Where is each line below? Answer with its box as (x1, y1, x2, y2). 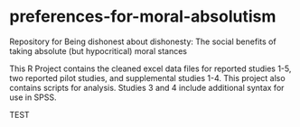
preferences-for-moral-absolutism (9, 6, 277, 27)
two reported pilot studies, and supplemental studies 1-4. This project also (9, 72, 286, 83)
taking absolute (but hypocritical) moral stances (9, 45, 188, 56)
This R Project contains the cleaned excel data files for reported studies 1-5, (9, 63, 292, 74)
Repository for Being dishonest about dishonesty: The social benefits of (9, 36, 277, 47)
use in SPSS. (9, 92, 57, 103)
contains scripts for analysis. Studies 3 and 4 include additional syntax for (9, 82, 285, 93)
